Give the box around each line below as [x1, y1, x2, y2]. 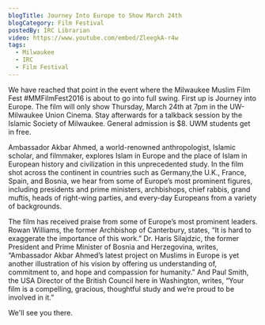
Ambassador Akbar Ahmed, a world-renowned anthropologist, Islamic [8, 142, 236, 151]
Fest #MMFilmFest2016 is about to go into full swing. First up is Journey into [8, 93, 257, 103]
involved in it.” [8, 292, 55, 302]
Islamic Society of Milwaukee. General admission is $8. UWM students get [8, 118, 251, 128]
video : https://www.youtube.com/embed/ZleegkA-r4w [8, 33, 179, 42]
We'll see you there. [8, 308, 74, 317]
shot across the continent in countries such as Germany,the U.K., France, [8, 167, 247, 177]
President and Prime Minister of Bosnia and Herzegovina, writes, [8, 242, 219, 251]
